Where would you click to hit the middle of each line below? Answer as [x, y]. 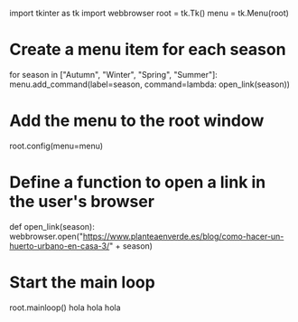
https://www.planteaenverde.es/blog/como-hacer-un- [183, 236]
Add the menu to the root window [137, 121]
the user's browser [82, 202]
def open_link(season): [52, 226]
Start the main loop [82, 282]
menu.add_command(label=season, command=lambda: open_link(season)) [150, 84]
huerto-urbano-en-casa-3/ [60, 246]
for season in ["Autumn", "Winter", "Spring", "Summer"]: [114, 74]
